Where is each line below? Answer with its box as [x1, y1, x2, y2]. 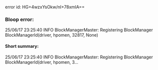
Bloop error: [5, 16, 34, 23]
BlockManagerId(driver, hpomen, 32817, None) [5, 32, 99, 38]
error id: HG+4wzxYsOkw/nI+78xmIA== [5, 4, 85, 10]
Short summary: [5, 43, 39, 49]
